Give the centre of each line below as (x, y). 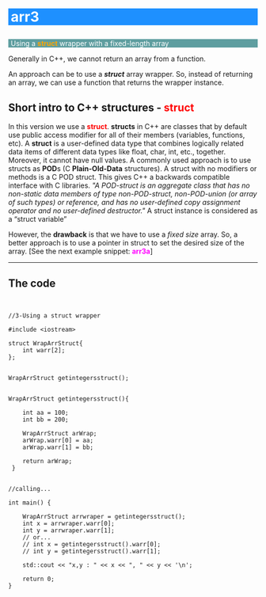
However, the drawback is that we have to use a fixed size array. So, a (123, 234)
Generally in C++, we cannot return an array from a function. (107, 59)
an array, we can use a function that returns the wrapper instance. (116, 82)
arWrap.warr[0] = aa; (58, 440)
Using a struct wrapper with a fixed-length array (90, 44)
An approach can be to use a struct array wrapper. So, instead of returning (131, 74)
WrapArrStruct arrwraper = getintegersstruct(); (104, 516)
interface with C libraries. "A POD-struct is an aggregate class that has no (129, 185)
